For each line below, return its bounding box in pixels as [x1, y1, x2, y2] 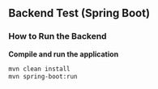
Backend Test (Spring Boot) [8, 6, 151, 20]
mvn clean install [8, 65, 70, 73]
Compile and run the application [8, 49, 119, 59]
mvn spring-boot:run [8, 72, 79, 80]
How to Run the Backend [8, 31, 107, 42]
